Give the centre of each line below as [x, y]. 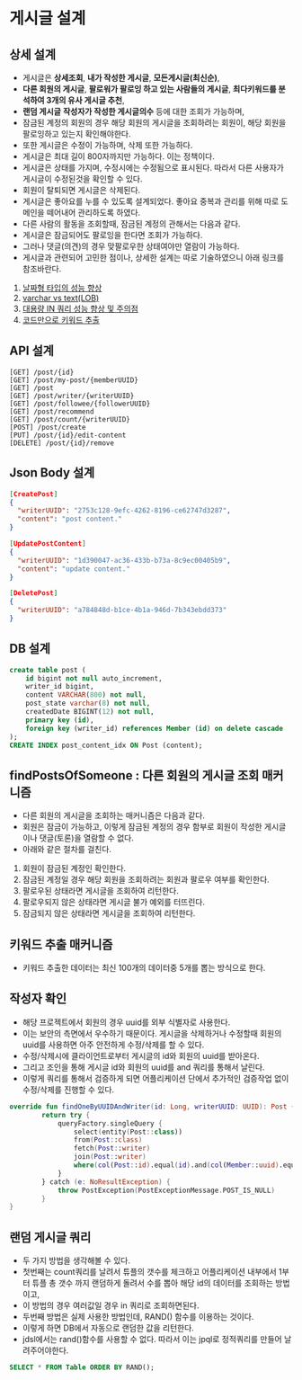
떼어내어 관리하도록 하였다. [93, 213]
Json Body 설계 [52, 473]
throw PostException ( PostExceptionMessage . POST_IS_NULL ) [166, 1190]
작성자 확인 [38, 999]
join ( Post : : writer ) [110, 1157]
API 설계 [31, 351]
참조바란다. [42, 269]
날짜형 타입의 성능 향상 [62, 288]
